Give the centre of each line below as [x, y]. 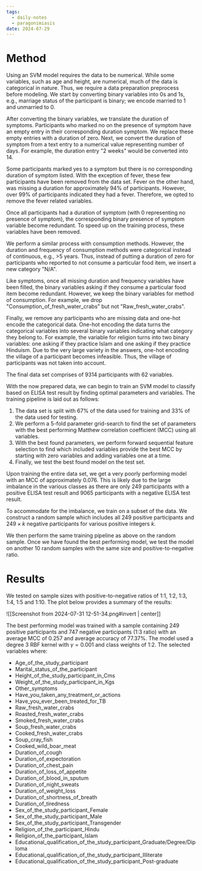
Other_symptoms [36, 688]
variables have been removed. [44, 232]
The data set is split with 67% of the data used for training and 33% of [102, 411]
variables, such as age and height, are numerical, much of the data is [92, 81]
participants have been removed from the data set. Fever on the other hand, [100, 182]
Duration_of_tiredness [42, 804]
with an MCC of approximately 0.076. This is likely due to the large [89, 480]
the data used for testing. [46, 417]
